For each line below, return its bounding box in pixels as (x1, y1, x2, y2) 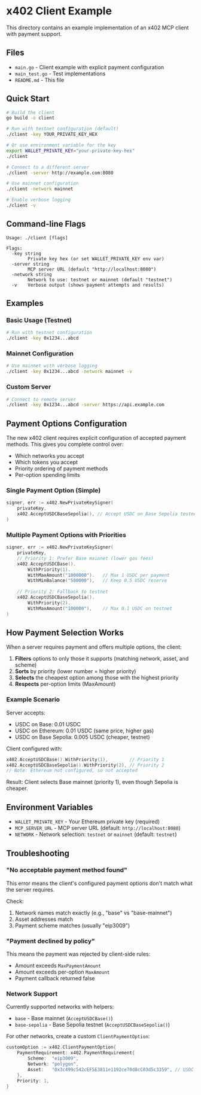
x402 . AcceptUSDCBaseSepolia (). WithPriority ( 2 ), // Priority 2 (6, 762, 165, 768)
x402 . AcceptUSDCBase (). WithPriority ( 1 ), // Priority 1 (6, 756, 165, 762)
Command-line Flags (6, 219, 86, 229)
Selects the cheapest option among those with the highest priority (14, 674, 179, 682)
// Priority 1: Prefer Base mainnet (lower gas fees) (17, 555, 154, 561)
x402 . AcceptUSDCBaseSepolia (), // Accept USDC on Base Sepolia (17, 511, 178, 517)
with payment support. (6, 30, 62, 37)
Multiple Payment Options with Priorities (6, 531, 127, 539)
